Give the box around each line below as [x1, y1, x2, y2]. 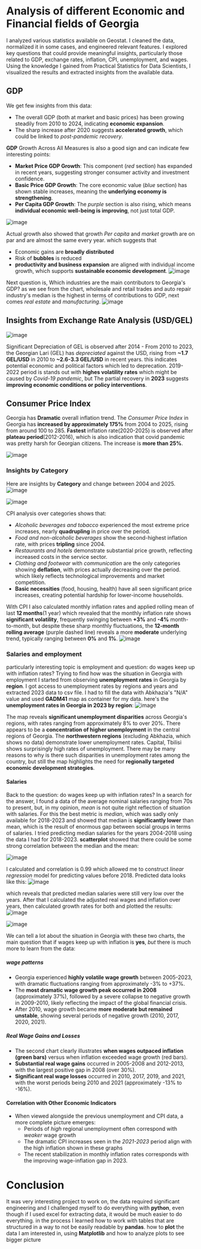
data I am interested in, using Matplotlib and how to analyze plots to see [6, 1230, 184, 1237]
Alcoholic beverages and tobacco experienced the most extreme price [14, 521, 190, 528]
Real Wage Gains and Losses [6, 1032, 81, 1039]
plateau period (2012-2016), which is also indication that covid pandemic [6, 434, 185, 441]
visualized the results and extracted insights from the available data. [6, 68, 175, 76]
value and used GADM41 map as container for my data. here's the [6, 695, 169, 702]
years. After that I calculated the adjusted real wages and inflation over [6, 896, 181, 904]
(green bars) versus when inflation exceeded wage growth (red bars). [14, 1054, 188, 1061]
